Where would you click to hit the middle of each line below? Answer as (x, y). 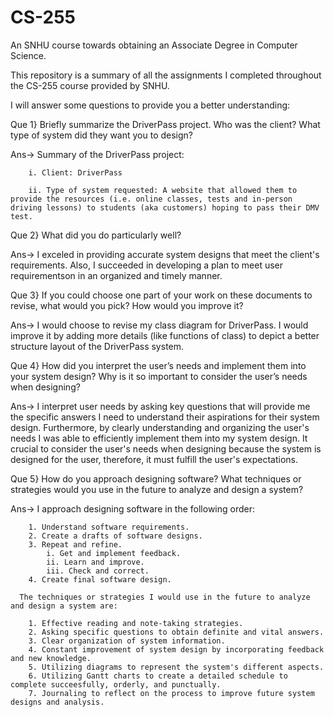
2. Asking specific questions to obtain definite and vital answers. (176, 632)
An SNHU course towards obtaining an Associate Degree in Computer (154, 45)
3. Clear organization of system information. (127, 641)
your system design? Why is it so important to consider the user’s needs (159, 376)
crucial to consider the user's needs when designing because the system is (166, 448)
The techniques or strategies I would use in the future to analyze (165, 597)
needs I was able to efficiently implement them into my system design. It (159, 438)
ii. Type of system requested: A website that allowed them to (163, 190)
